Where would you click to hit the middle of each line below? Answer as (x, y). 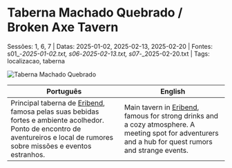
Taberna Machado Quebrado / (95, 13)
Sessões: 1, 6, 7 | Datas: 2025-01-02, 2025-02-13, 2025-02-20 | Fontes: (110, 46)
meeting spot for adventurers (171, 133)
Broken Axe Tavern (63, 27)
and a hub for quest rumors (168, 141)
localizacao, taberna (36, 61)
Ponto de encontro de (46, 129)
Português (64, 91)
